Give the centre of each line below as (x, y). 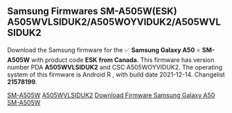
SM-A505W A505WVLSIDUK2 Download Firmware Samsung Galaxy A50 (111, 95)
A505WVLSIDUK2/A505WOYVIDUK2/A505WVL (114, 22)
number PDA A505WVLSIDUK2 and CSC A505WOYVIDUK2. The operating (115, 67)
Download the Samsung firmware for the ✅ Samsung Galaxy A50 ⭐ (104, 50)
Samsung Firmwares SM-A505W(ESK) (92, 11)
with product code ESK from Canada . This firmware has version (123, 60)
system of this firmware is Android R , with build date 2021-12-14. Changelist (116, 74)
